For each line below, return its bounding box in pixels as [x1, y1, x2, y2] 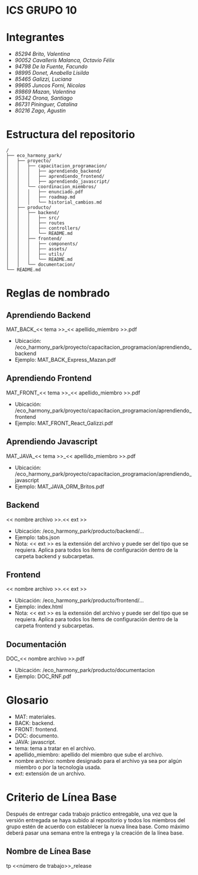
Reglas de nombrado [6, 287, 110, 300]
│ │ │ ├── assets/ [6, 246, 68, 252]
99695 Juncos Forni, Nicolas [14, 82, 86, 89]
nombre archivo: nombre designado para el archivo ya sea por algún [14, 758, 183, 765]
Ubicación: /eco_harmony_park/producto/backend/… [14, 527, 144, 534]
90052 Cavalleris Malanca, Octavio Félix [14, 57, 115, 64]
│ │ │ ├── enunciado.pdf [6, 189, 84, 195]
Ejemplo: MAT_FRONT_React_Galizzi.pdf [14, 419, 113, 427]
